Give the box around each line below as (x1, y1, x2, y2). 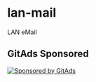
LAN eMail (7, 28, 37, 36)
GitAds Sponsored (7, 48, 89, 60)
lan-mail (7, 5, 57, 21)
